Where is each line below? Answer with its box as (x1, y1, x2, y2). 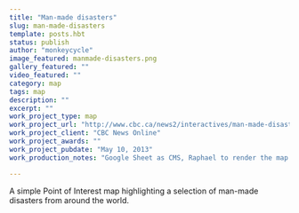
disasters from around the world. (9, 194, 130, 205)
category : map (9, 79, 62, 88)
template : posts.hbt (9, 29, 86, 38)
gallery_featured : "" (9, 63, 90, 72)
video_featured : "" (9, 71, 82, 80)
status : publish (9, 37, 69, 47)
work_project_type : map (9, 112, 98, 121)
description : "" (9, 95, 69, 105)
